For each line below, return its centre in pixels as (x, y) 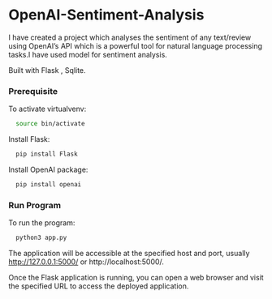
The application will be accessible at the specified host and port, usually (129, 254)
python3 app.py (41, 238)
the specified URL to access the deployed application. (99, 286)
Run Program (35, 205)
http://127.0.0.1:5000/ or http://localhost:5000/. (86, 262)
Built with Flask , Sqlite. (47, 70)
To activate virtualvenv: (47, 109)
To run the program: (42, 223)
